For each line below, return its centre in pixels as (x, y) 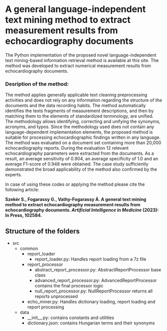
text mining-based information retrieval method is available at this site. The (82, 60)
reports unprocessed (56, 296)
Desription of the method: (37, 84)
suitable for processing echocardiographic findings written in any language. (83, 137)
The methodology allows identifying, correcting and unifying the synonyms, (83, 122)
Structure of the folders (42, 231)
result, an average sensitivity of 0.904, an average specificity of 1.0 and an (82, 159)
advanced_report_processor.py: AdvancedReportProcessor (96, 280)
